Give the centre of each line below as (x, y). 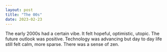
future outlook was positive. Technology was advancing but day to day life (84, 39)
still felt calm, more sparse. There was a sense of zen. (62, 44)
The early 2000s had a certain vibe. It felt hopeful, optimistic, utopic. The (82, 34)
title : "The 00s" (24, 15)
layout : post (19, 10)
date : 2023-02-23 (24, 19)
